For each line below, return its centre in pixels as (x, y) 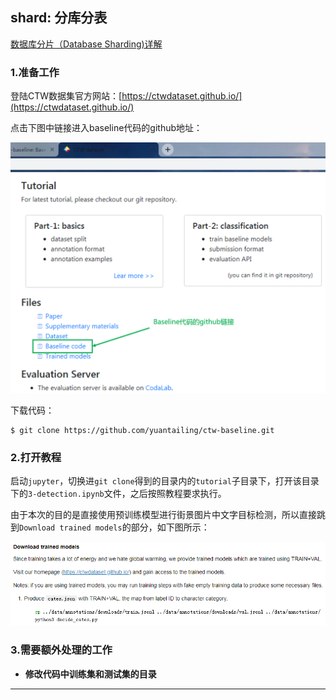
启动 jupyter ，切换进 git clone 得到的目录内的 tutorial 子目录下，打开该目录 (165, 481)
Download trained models (71, 528)
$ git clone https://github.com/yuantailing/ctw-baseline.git (142, 430)
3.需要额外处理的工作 (61, 650)
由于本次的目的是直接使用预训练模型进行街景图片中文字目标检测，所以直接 (163, 515)
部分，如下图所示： (170, 527)
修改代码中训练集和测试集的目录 (90, 674)
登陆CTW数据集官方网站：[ (66, 96)
